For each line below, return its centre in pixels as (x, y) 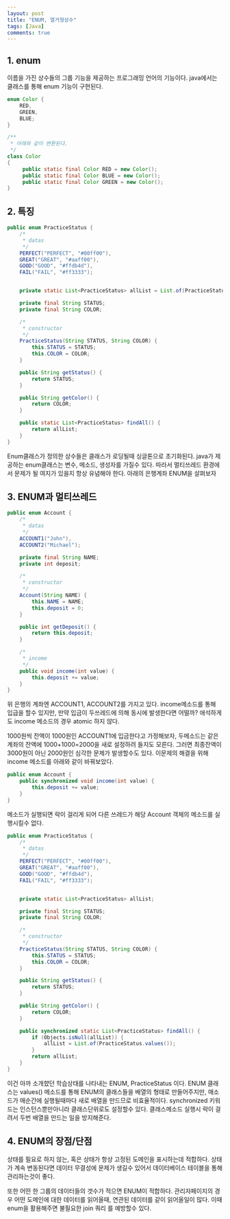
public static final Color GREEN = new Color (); (93, 182)
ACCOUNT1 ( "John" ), (46, 538)
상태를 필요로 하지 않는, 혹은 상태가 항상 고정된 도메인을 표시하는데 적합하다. (108, 1159)
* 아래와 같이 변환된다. (39, 144)
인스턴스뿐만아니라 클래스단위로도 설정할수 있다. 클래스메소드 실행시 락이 (117, 1108)
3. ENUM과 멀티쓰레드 (52, 497)
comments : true (29, 33)
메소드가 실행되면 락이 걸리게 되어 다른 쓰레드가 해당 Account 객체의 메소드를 (110, 814)
